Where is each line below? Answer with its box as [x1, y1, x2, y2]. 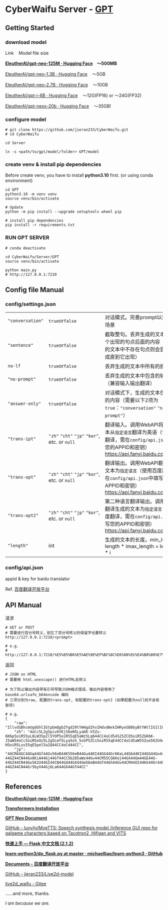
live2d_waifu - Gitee [5, 881, 46, 887]
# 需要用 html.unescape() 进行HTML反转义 [5, 677, 86, 682]
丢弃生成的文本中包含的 [104, 372, 160, 379]
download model [5, 39, 46, 46]
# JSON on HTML [5, 672, 37, 677]
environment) [5, 177, 33, 184]
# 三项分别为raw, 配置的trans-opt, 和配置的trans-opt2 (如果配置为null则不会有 [5, 697, 160, 702]
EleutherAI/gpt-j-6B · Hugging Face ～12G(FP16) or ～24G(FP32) [5, 92, 142, 98]
